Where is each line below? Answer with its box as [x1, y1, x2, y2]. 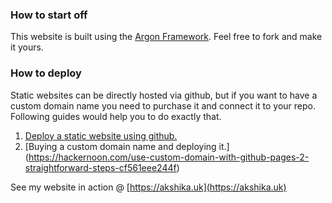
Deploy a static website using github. [24, 129, 178, 142]
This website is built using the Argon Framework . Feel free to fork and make [10, 31, 323, 43]
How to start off [10, 8, 88, 22]
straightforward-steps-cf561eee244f [24, 161, 177, 173]
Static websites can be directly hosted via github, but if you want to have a [10, 89, 318, 101]
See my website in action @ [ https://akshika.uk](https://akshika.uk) [10, 181, 287, 193]
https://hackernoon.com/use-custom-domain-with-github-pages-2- [28, 151, 310, 163]
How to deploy [10, 66, 82, 80]
